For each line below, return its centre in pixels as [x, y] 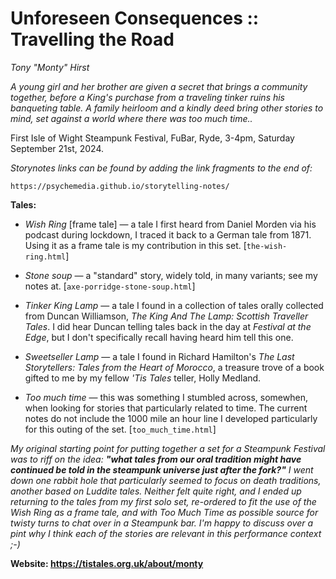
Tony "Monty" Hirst [50, 67]
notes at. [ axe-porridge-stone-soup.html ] [110, 286]
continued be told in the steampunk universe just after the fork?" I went [162, 469]
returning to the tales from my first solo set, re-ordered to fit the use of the [163, 501]
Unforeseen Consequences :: [135, 18]
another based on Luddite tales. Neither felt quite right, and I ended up [156, 491]
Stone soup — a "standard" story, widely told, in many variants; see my [171, 275]
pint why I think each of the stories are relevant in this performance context [166, 533]
